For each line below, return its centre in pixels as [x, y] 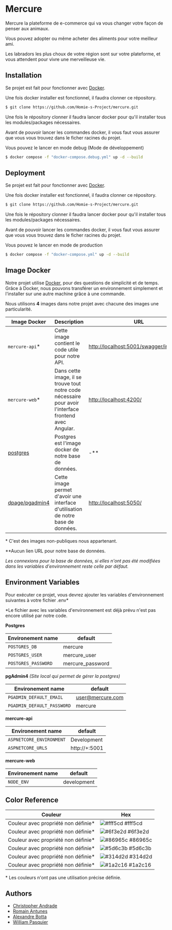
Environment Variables [42, 582]
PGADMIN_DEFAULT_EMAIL [35, 697]
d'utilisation [69, 509]
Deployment [25, 173]
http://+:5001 [87, 748]
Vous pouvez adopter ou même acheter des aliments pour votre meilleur [81, 38]
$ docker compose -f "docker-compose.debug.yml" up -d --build [74, 157]
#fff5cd [133, 823]
